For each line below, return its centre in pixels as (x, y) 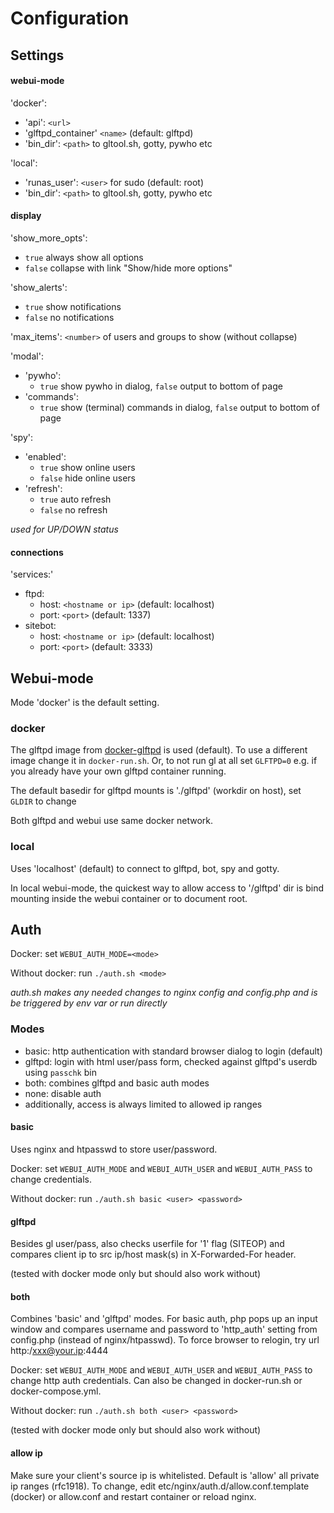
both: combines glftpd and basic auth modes (117, 1083)
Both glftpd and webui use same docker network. (111, 821)
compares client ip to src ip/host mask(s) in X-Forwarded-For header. (153, 1254)
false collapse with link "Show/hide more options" (128, 268)
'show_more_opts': (49, 238)
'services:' (32, 574)
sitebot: (40, 626)
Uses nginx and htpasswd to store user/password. (114, 1149)
